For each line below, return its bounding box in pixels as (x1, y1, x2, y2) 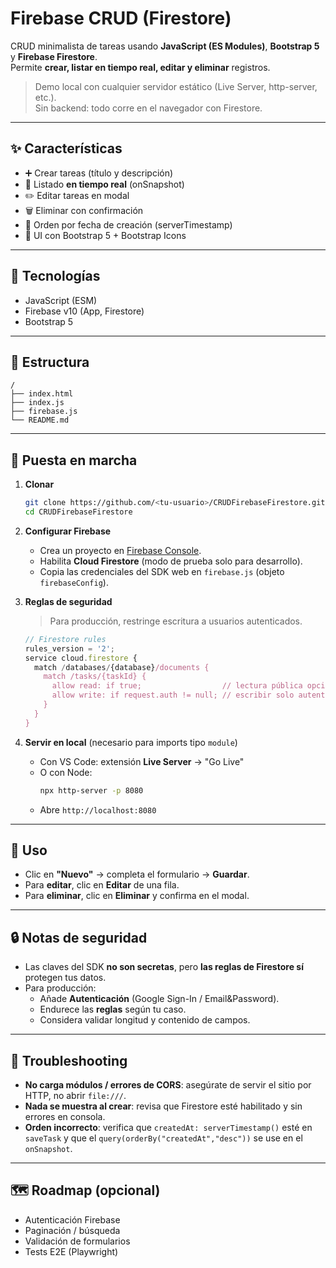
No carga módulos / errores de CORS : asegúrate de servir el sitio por (24, 1079, 312, 1091)
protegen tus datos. (24, 972, 107, 984)
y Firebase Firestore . (10, 50, 98, 62)
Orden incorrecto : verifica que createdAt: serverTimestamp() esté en (24, 1122, 313, 1133)
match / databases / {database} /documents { (34, 662, 210, 672)
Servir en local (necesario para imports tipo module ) (24, 736, 238, 748)
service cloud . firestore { (24, 653, 138, 663)
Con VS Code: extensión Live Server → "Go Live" (39, 755, 245, 767)
